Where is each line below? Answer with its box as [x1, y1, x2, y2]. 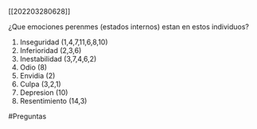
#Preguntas [8, 112, 47, 121]
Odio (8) [19, 63, 48, 72]
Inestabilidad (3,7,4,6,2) [19, 55, 97, 63]
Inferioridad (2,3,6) [19, 46, 82, 55]
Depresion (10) [19, 88, 68, 97]
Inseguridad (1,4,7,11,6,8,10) [19, 37, 109, 47]
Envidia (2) [19, 71, 56, 80]
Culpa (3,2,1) [19, 79, 61, 89]
